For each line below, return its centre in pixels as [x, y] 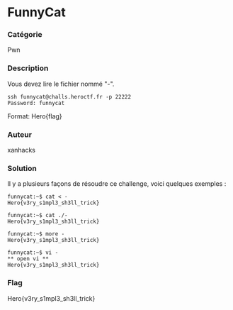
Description [28, 68]
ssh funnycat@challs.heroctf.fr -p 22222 [69, 96]
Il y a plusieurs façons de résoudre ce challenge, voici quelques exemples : [117, 184]
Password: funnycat [36, 103]
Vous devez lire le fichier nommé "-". [61, 84]
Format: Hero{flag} [35, 116]
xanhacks [21, 150]
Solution [22, 168]
